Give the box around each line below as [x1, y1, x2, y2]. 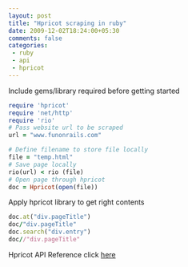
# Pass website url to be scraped [8, 123, 124, 132]
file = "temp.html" [8, 153, 74, 161]
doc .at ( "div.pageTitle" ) [8, 213, 91, 221]
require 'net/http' [8, 109, 74, 117]
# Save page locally [8, 160, 78, 168]
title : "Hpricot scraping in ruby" [8, 19, 127, 27]
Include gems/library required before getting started [8, 86, 180, 95]
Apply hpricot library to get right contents [8, 197, 146, 207]
